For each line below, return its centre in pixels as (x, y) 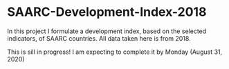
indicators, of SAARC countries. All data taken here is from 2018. (99, 38)
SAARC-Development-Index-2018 (107, 12)
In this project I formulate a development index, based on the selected (107, 31)
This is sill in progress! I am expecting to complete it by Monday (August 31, (115, 52)
